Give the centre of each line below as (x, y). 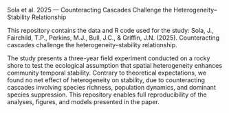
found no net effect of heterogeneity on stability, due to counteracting (106, 80)
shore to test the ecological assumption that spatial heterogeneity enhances (115, 65)
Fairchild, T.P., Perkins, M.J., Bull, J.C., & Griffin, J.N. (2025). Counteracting (113, 38)
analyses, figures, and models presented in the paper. (83, 102)
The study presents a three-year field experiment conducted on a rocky (109, 58)
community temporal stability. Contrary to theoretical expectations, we (107, 73)
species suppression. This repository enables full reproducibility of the (107, 95)
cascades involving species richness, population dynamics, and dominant (112, 87)
